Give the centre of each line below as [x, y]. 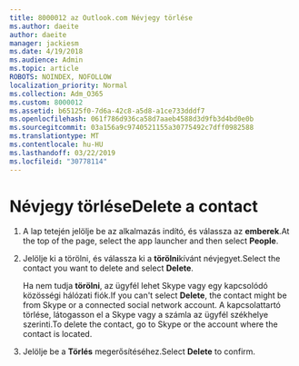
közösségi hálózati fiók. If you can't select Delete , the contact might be [155, 295]
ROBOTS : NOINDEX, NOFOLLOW [60, 77]
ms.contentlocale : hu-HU [56, 144]
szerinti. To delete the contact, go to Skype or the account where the [150, 324]
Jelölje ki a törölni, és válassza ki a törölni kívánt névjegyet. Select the [151, 259]
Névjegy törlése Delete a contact [134, 206]
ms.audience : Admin [46, 60]
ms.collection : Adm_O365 [56, 94]
